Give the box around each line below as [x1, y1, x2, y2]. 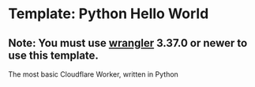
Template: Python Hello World [8, 5, 209, 23]
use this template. [8, 48, 99, 62]
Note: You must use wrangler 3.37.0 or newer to [8, 36, 248, 50]
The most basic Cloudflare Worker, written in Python [8, 70, 179, 79]
